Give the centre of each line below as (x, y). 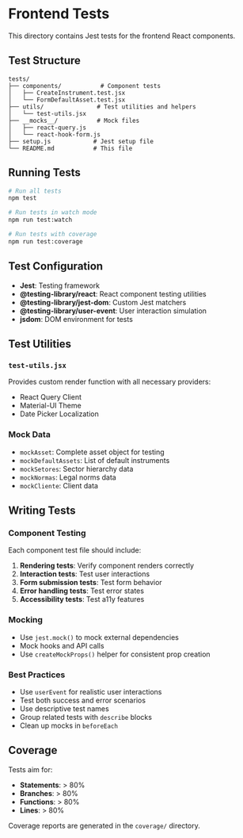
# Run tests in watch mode (53, 212)
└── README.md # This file (70, 148)
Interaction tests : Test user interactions (85, 574)
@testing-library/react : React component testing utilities (113, 293)
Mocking (26, 620)
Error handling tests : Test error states (82, 591)
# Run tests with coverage (53, 235)
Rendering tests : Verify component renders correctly (107, 566)
